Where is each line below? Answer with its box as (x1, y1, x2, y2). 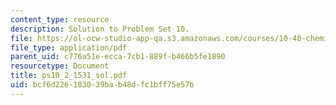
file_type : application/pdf (10, 42, 128, 53)
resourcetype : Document (10, 61, 110, 71)
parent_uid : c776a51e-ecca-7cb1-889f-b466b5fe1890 (10, 52, 226, 62)
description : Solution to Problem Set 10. (10, 24, 190, 34)
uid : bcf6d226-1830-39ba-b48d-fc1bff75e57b (10, 80, 195, 90)
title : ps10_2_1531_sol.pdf (10, 71, 128, 81)
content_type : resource (10, 14, 110, 25)
